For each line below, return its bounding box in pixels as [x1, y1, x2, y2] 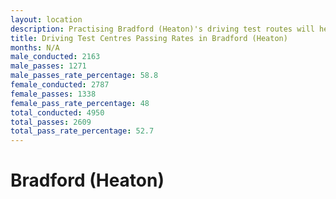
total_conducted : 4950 [10, 107, 105, 118]
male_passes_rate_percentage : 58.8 [10, 71, 159, 81]
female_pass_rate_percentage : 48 [10, 98, 150, 108]
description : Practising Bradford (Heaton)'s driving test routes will [10, 24, 315, 34]
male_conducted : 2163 [10, 52, 101, 62]
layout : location [10, 14, 83, 25]
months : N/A [10, 42, 60, 53]
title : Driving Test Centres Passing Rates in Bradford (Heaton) [10, 33, 288, 43]
